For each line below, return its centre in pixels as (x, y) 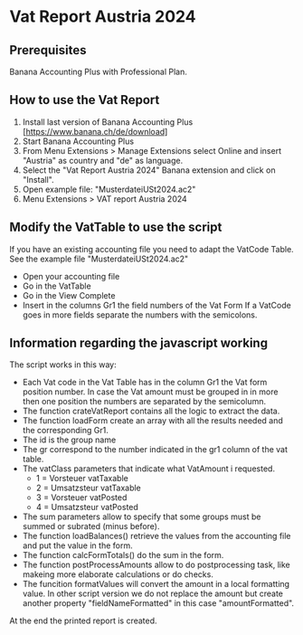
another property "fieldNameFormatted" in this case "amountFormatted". (158, 603)
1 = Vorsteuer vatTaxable (82, 479)
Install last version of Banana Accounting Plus (108, 122)
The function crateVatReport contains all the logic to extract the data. (151, 411)
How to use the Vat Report (85, 100)
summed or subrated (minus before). (91, 526)
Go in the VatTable (57, 286)
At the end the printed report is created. (83, 621)
